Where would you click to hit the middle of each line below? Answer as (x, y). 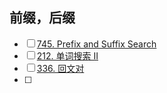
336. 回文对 (60, 68)
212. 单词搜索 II (67, 55)
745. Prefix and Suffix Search (96, 44)
